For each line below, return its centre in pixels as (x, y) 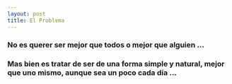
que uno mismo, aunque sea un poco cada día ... (92, 73)
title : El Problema (36, 20)
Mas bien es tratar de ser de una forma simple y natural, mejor (116, 64)
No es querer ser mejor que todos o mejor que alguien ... (106, 45)
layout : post (27, 14)
